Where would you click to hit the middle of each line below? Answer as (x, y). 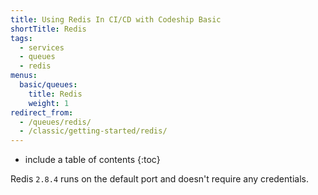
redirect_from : (42, 112)
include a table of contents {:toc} (92, 160)
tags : (21, 38)
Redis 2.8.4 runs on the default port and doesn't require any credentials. (159, 179)
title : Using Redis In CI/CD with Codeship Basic (116, 19)
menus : (24, 76)
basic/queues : (48, 85)
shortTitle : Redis (48, 29)
